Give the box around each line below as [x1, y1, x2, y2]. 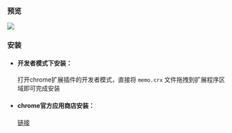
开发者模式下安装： [17, 59, 73, 67]
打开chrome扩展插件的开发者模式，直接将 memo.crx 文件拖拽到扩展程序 [17, 76, 220, 84]
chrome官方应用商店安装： [17, 102, 95, 110]
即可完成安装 [23, 85, 60, 93]
